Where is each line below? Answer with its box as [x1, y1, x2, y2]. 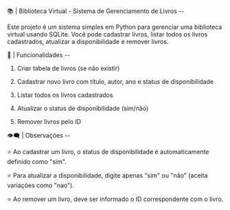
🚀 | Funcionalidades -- [7, 51, 71, 59]
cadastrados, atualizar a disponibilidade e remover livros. [7, 38, 169, 45]
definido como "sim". [7, 158, 67, 165]
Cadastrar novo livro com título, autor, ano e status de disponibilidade [16, 78, 214, 85]
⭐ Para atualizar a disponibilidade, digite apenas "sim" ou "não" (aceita [7, 171, 208, 179]
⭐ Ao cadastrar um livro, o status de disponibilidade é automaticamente [7, 148, 209, 156]
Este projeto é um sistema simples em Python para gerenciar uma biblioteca [7, 23, 222, 31]
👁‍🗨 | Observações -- [7, 132, 71, 139]
